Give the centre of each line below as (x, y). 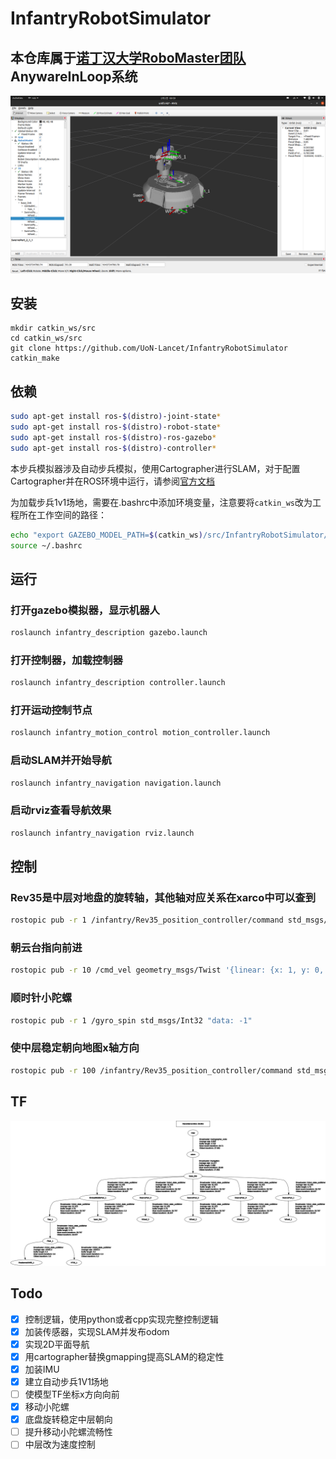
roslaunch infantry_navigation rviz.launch (102, 833)
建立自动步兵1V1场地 (66, 1381)
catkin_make (35, 358)
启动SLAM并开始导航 (61, 760)
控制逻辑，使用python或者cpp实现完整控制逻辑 (121, 1319)
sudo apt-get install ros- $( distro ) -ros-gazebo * (113, 437)
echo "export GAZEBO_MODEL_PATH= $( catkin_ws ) (106, 535)
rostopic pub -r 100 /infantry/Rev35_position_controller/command (151, 1070)
